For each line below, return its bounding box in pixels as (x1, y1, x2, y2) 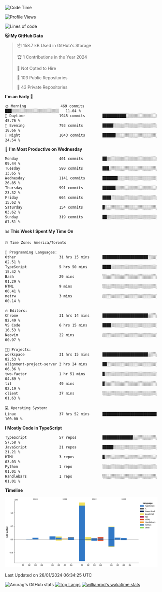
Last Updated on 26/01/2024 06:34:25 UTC (5, 572, 92, 578)
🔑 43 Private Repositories (16, 84, 68, 90)
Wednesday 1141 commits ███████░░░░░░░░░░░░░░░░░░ (5, 176, 157, 180)
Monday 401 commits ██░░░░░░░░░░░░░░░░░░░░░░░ (5, 156, 157, 161)
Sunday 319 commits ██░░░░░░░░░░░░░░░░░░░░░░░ (5, 215, 157, 219)
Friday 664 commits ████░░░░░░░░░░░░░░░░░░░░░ (5, 195, 157, 200)
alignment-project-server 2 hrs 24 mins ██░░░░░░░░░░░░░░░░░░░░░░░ (5, 362, 157, 367)
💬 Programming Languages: (5, 250, 57, 255)
